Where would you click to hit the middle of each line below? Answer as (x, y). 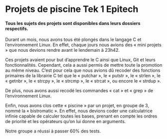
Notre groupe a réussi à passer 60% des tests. (53, 131)
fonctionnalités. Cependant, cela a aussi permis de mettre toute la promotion (84, 65)
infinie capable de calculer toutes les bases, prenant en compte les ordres (81, 116)
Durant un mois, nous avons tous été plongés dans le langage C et (73, 40)
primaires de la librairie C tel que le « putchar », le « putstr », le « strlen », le (83, 76)
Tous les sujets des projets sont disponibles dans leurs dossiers (73, 23)
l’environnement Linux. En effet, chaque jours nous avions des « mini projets (83, 45)
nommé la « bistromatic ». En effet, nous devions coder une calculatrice (79, 111)
